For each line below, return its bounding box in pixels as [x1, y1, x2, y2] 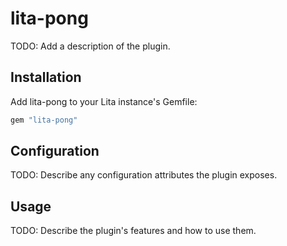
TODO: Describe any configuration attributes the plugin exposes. [10, 169, 278, 181]
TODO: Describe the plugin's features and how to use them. [10, 225, 257, 237]
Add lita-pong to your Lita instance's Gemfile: [10, 95, 198, 107]
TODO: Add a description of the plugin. [10, 40, 171, 52]
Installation [10, 69, 82, 86]
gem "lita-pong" [10, 115, 78, 125]
